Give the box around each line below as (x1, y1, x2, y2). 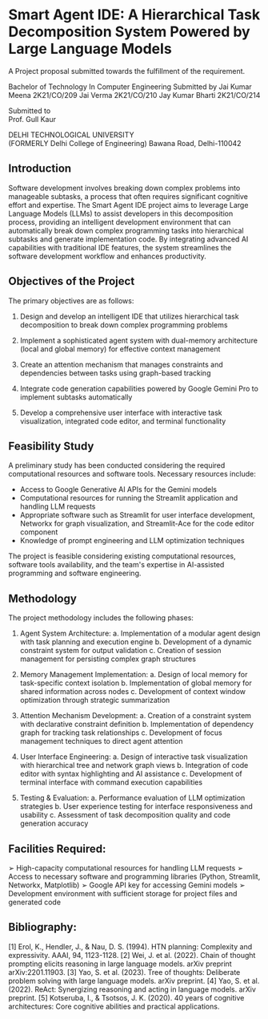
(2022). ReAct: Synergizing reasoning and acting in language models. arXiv (8, 984, 256, 994)
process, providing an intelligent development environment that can (8, 217, 231, 226)
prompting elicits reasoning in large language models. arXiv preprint (8, 959, 232, 968)
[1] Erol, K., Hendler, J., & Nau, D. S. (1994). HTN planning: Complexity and (8, 941, 253, 952)
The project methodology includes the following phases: (8, 613, 194, 623)
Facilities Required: (8, 842, 106, 855)
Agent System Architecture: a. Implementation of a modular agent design (19, 628, 261, 639)
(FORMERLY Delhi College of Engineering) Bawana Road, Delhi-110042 (8, 138, 242, 148)
